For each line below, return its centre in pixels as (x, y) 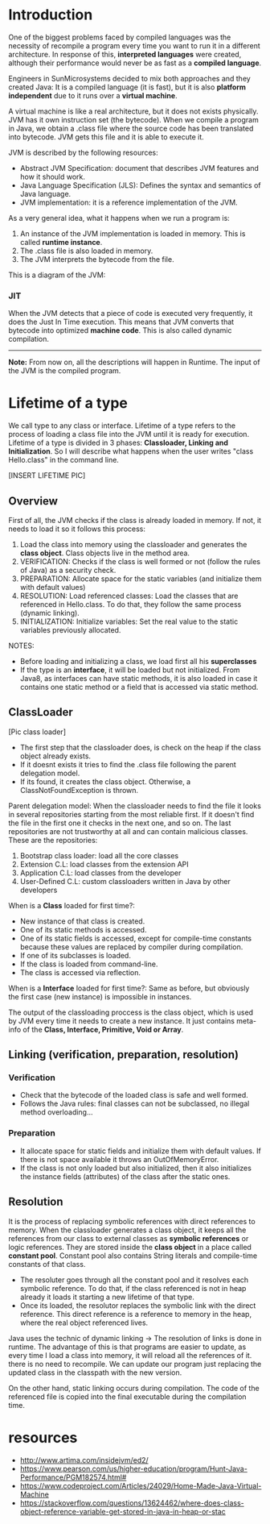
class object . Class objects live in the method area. (105, 553)
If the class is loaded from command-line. (89, 964)
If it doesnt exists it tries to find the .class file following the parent (128, 764)
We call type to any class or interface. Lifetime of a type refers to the (122, 426)
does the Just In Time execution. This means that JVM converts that (121, 322)
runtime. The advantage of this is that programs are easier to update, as (127, 1347)
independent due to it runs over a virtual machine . (93, 95)
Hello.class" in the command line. (63, 460)
